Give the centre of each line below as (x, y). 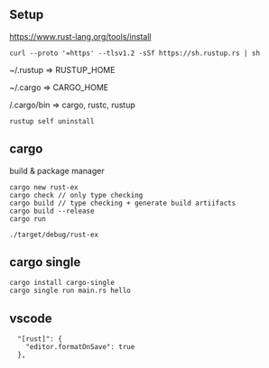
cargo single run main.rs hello (70, 291)
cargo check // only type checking (76, 195)
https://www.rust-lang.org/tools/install (80, 36)
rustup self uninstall (52, 121)
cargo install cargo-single (62, 283)
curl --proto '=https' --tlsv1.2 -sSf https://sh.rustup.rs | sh (134, 53)
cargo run (28, 219)
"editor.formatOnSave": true (80, 347)
